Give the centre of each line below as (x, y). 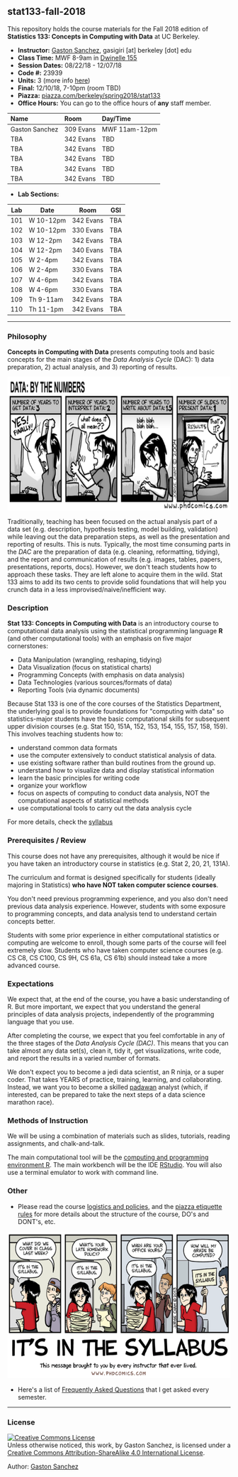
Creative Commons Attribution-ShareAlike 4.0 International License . (106, 1452)
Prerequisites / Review (47, 840)
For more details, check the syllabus (60, 822)
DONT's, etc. (36, 1221)
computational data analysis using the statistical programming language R (115, 631)
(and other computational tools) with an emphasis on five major (100, 638)
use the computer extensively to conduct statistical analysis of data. (117, 756)
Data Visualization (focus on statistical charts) (85, 667)
